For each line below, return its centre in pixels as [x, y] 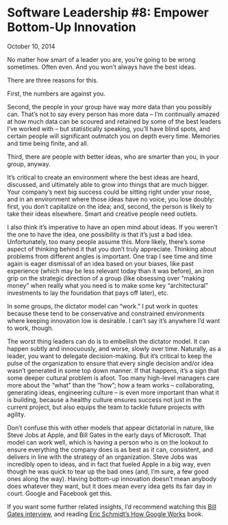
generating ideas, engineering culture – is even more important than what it [113, 392]
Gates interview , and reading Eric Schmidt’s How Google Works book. [105, 514]
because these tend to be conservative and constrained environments [106, 313]
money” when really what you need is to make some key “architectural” [108, 285]
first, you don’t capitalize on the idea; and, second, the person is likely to [110, 206]
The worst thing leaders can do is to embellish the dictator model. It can [109, 341]
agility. [16, 414]
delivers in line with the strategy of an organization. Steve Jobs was [102, 457]
